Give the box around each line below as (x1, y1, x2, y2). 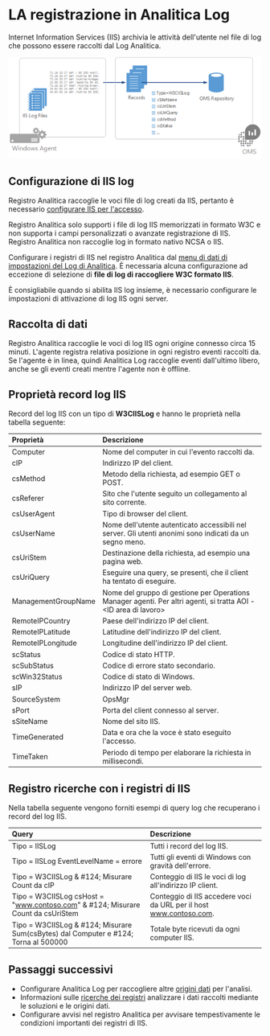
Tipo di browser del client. (102, 508, 189, 518)
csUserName (11, 528, 55, 538)
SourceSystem (11, 694, 60, 704)
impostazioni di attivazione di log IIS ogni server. (8, 294, 169, 303)
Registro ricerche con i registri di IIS (8, 782, 191, 795)
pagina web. (102, 557, 143, 566)
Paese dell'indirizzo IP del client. (102, 615, 209, 625)
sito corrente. (102, 497, 147, 508)
